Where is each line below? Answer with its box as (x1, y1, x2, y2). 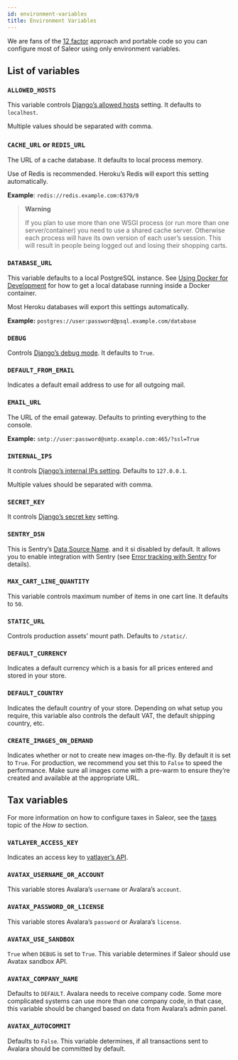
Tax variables (7, 794, 69, 806)
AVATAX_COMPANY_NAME (7, 975, 79, 983)
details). (7, 560, 31, 568)
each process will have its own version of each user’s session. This (24, 234, 222, 242)
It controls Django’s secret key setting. (7, 512, 119, 521)
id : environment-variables (7, 10, 87, 18)
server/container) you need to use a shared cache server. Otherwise (24, 226, 225, 235)
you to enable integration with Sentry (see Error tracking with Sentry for (7, 552, 217, 561)
